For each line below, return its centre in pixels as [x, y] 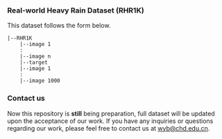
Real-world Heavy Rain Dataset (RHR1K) [76, 10]
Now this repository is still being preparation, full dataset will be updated [111, 113]
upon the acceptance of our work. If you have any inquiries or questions [110, 121]
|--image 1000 [40, 81]
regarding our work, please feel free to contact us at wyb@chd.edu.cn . [109, 128]
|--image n [35, 57]
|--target [34, 63]
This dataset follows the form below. [59, 26]
